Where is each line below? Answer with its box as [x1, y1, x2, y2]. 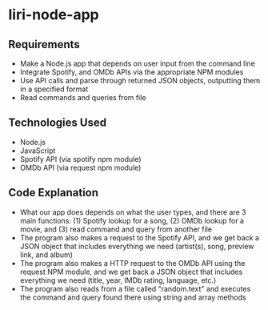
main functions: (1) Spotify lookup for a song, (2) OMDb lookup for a [19, 215, 244, 225]
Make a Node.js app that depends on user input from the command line [19, 58, 256, 68]
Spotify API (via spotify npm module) [19, 154, 142, 163]
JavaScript [19, 146, 56, 155]
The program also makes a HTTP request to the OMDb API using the [19, 258, 246, 268]
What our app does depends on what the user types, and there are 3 [19, 207, 246, 217]
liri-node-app [8, 6, 99, 24]
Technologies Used [8, 116, 106, 130]
